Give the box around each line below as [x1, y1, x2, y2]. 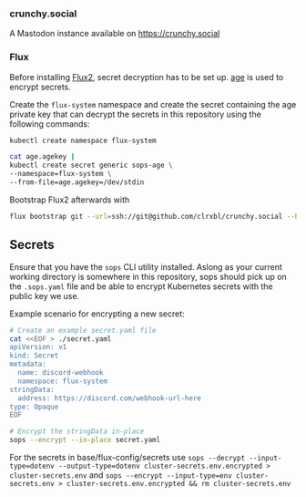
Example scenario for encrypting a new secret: [9, 308, 185, 319]
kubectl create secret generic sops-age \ [9, 160, 173, 171]
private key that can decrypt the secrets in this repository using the [9, 109, 261, 119]
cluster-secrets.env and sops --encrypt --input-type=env [9, 470, 232, 481]
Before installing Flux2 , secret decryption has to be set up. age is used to [9, 71, 284, 82]
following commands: [9, 118, 90, 129]
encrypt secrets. [9, 81, 71, 92]
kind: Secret [9, 351, 59, 360]
